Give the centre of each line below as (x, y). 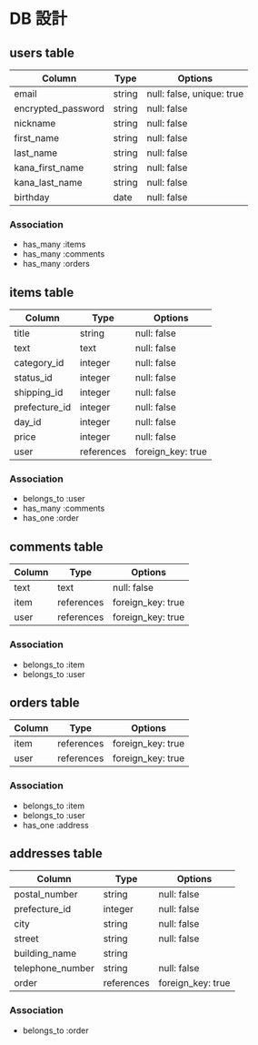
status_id (33, 378)
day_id (28, 422)
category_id (39, 363)
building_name (45, 954)
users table (42, 52)
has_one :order (50, 518)
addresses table (56, 853)
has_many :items (54, 244)
